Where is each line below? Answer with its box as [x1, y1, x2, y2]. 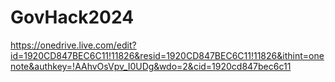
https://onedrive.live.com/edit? [10, 39, 137, 51]
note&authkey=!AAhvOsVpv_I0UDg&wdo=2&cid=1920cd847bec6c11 [10, 60, 292, 72]
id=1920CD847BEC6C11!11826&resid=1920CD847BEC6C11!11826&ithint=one [10, 49, 325, 61]
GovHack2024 [10, 6, 135, 29]
